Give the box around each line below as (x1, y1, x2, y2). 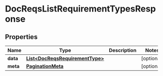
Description (109, 47, 137, 53)
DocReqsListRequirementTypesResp (5, 3, 156, 14)
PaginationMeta (26, 63, 64, 69)
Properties (5, 33, 38, 41)
